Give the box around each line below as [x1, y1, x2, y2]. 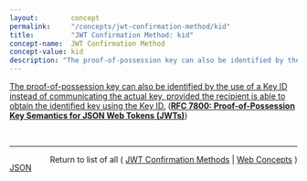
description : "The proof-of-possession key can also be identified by [9, 56, 284, 65]
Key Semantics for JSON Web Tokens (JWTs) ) [9, 111, 188, 121]
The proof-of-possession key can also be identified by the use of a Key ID [9, 81, 288, 91]
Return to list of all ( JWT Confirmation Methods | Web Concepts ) [49, 154, 298, 165]
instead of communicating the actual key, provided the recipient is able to [9, 90, 286, 101]
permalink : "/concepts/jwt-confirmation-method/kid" [9, 22, 231, 31]
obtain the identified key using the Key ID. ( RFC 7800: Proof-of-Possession [9, 101, 295, 111]
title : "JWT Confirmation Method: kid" [9, 30, 195, 39]
